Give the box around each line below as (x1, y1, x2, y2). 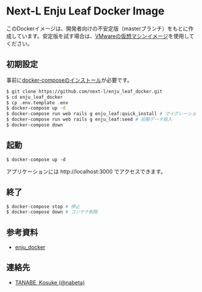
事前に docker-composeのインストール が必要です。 (6, 76, 133, 84)
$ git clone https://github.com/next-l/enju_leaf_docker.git (6, 89, 163, 95)
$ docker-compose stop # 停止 (6, 203, 80, 210)
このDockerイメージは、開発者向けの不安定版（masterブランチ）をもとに (6, 25, 189, 32)
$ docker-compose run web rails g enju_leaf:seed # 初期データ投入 (6, 116, 173, 123)
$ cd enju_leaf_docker (6, 94, 63, 100)
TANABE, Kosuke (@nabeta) (14, 279, 85, 286)
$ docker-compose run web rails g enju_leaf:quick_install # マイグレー (6, 111, 188, 117)
